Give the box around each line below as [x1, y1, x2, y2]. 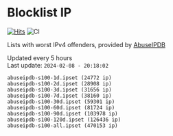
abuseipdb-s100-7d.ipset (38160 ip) [7, 92, 112, 99]
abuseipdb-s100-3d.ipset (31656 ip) [7, 86, 112, 93]
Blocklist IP [7, 5, 72, 21]
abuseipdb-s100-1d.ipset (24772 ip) [7, 74, 112, 81]
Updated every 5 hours [7, 53, 73, 62]
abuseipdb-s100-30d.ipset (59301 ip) [7, 98, 115, 105]
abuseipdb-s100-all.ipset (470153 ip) [7, 122, 118, 129]
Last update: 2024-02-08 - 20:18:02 [7, 61, 108, 69]
